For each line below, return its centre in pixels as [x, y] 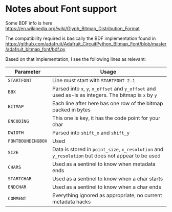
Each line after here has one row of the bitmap [107, 103]
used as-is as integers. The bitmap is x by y [104, 95]
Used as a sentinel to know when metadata [104, 164]
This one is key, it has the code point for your [106, 118]
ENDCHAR [17, 187]
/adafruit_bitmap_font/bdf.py [35, 49]
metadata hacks [71, 201]
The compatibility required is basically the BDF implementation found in [81, 38]
